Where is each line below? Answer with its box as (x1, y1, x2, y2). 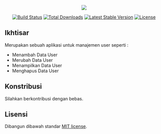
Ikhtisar (5, 29, 30, 37)
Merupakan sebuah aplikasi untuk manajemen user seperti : (5, 42, 129, 48)
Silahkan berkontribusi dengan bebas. (5, 95, 84, 101)
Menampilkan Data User (12, 62, 62, 68)
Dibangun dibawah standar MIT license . (5, 123, 88, 129)
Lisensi (5, 110, 28, 119)
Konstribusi (5, 82, 42, 91)
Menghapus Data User (12, 68, 59, 74)
